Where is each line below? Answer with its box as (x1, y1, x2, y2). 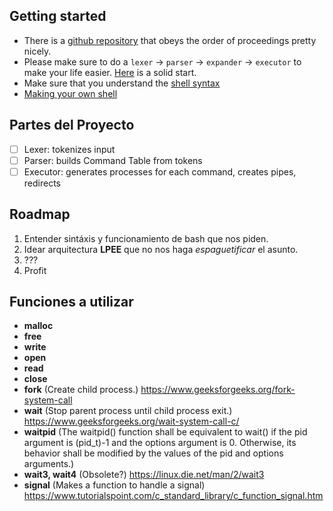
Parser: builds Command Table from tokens (23, 154, 203, 166)
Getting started (9, 8, 107, 25)
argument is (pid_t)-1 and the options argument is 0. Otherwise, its (23, 437, 297, 449)
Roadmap (9, 206, 71, 223)
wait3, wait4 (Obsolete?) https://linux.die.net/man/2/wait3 (23, 469, 265, 481)
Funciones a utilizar (9, 294, 134, 311)
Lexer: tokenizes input (23, 143, 116, 155)
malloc (23, 320, 54, 332)
